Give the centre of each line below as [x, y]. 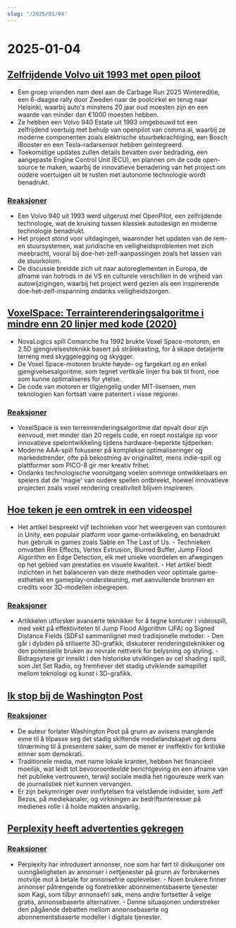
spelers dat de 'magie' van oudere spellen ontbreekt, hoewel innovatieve [123, 480]
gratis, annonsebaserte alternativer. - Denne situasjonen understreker [119, 902]
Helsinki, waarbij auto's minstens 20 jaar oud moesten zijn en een [113, 107]
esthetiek [31, 579]
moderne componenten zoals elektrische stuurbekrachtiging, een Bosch [122, 137]
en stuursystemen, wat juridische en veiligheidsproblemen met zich [115, 245]
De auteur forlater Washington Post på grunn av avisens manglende [116, 731]
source [28, 167]
